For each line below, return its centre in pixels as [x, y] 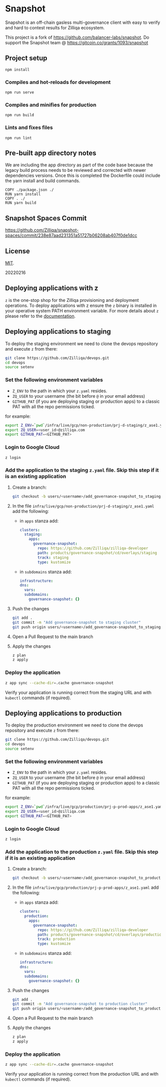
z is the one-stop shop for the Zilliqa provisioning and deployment [72, 300]
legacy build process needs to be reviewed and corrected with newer [76, 170]
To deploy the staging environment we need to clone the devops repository [82, 344]
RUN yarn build [21, 203]
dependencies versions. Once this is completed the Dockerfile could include [83, 176]
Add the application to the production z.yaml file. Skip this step [82, 852]
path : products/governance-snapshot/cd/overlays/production [101, 935]
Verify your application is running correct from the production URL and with [82, 1074]
